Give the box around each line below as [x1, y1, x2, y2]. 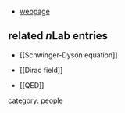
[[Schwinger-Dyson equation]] [19, 50, 118, 60]
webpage [19, 7, 51, 16]
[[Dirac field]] [19, 65, 63, 75]
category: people [8, 96, 64, 105]
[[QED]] [19, 80, 45, 89]
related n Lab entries [8, 29, 108, 42]
